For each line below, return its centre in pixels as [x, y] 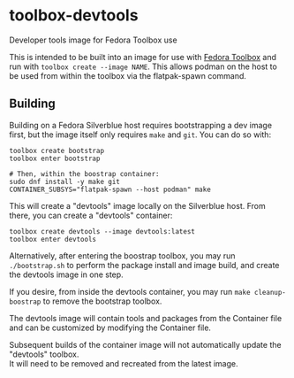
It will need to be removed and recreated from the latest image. [124, 363]
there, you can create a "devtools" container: [91, 215]
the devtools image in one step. [66, 274]
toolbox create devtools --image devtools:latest [102, 231]
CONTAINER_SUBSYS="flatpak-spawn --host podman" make [110, 189]
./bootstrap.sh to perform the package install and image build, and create [144, 265]
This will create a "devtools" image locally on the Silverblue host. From [138, 205]
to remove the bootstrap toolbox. [102, 301]
